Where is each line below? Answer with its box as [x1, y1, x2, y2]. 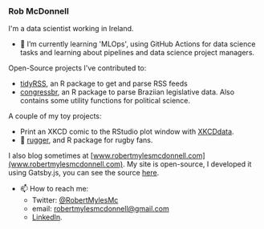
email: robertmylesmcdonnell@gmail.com [31, 204, 170, 214]
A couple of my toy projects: [8, 111, 102, 121]
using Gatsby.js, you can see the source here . [8, 168, 160, 178]
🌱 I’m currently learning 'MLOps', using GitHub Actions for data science [19, 39, 256, 49]
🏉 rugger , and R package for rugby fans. [19, 135, 153, 145]
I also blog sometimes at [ [8, 151, 94, 161]
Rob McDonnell [8, 6, 70, 17]
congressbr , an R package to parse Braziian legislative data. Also [19, 87, 235, 97]
